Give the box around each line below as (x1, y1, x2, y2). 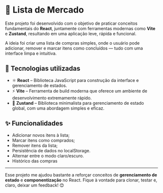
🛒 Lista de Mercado (5, 4, 84, 16)
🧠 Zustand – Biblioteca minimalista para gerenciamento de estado (12, 100, 144, 106)
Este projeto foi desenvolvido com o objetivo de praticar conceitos (5, 20, 138, 26)
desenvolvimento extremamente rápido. (12, 95, 92, 101)
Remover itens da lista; (12, 143, 58, 148)
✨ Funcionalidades (5, 119, 63, 128)
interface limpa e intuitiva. (5, 50, 57, 56)
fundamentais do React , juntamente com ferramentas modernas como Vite (5, 25, 156, 31)
